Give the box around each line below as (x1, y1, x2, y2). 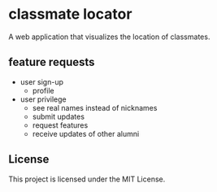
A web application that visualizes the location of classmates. (8, 32, 210, 41)
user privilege (20, 94, 67, 104)
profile (32, 85, 54, 95)
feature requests (8, 55, 95, 69)
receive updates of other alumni (32, 129, 140, 138)
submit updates (32, 111, 85, 121)
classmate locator (8, 5, 132, 24)
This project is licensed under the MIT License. (8, 174, 166, 184)
